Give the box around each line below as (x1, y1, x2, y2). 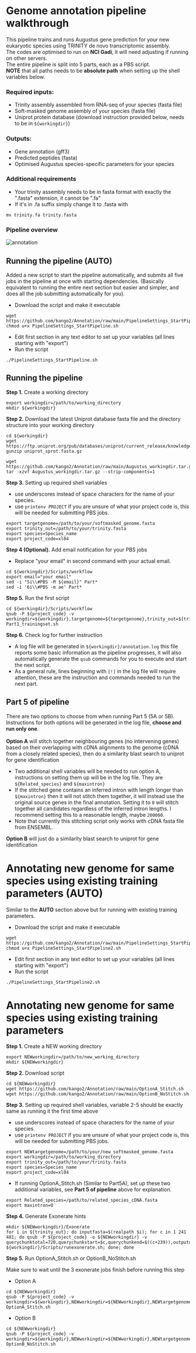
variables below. (6, 73, 45, 80)
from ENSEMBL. (14, 823, 54, 830)
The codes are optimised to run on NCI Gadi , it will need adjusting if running (6, 48, 188, 55)
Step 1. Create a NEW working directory (6, 1043, 102, 1050)
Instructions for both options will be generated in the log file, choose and (6, 719, 182, 726)
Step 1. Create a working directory (6, 388, 89, 396)
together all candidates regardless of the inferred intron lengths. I (14, 805, 171, 812)
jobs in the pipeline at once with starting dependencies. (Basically (6, 277, 164, 285)
